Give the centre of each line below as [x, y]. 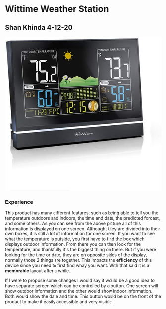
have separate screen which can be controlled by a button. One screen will [82, 286]
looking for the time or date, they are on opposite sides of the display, [76, 255]
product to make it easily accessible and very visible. [59, 302]
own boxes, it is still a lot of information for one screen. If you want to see [80, 234]
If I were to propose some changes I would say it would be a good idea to [80, 280]
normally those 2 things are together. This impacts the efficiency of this [79, 260]
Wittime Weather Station [57, 9]
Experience [19, 202]
